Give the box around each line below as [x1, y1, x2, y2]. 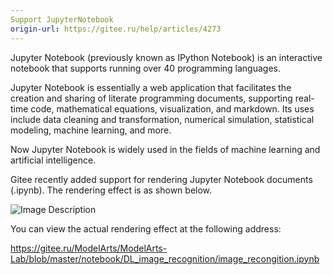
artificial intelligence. [10, 154, 97, 166]
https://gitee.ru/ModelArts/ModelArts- [10, 242, 168, 254]
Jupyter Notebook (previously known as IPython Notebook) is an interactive [10, 51, 323, 63]
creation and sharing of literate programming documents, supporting [10, 92, 293, 104]
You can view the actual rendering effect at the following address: [10, 222, 282, 235]
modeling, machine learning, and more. [10, 124, 172, 136]
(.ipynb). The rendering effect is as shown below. [10, 184, 213, 196]
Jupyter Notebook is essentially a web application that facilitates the [10, 81, 292, 93]
